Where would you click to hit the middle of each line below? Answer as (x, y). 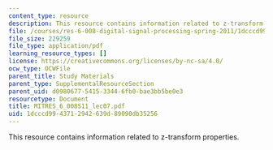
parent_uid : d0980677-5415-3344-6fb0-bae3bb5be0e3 (96, 91)
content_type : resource (49, 16)
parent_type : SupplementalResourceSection (81, 84)
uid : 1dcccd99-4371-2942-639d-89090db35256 (83, 114)
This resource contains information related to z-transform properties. (124, 137)
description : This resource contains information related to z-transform (136, 24)
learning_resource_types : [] (58, 54)
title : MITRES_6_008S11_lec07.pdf (67, 106)
